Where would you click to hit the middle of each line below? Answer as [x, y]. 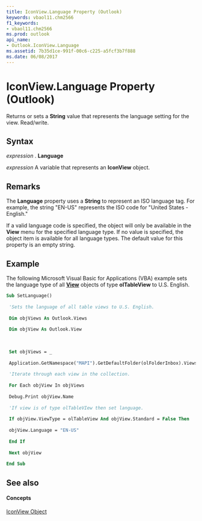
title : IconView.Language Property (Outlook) [64, 12]
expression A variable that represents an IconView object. [78, 168]
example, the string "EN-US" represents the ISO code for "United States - [97, 207]
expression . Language [35, 156]
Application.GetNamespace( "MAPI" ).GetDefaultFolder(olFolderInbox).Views [103, 363]
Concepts [19, 498]
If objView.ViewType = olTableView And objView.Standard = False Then [99, 419]
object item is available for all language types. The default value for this [95, 238]
